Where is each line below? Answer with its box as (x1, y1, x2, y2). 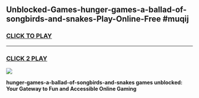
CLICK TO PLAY (6, 32, 52, 40)
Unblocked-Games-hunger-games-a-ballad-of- (6, 5, 187, 15)
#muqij (162, 14, 190, 24)
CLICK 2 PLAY (6, 54, 47, 62)
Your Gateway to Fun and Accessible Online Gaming (6, 85, 137, 92)
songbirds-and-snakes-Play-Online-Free (6, 14, 161, 24)
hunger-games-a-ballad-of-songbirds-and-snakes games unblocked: (6, 78, 182, 86)
